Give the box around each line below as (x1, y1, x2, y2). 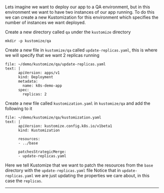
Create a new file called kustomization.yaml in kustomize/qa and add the (5, 100, 150, 106)
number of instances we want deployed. (5, 19, 86, 25)
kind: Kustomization (18, 128, 60, 133)
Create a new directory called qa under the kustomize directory (5, 29, 131, 35)
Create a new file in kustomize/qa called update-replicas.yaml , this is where (5, 47, 158, 53)
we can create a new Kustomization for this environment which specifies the (5, 14, 159, 20)
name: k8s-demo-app (22, 83, 62, 88)
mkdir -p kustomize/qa (5, 38, 51, 43)
